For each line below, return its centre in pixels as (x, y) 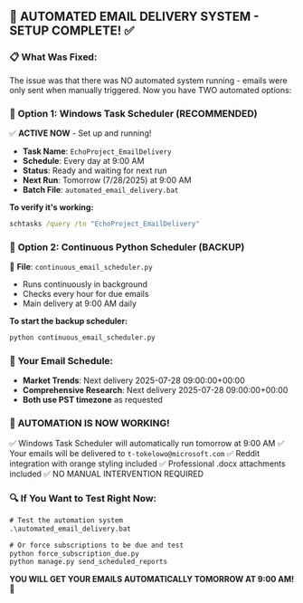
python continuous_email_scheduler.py (82, 338)
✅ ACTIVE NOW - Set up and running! (80, 133)
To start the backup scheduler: (69, 321)
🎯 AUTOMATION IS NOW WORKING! (90, 424)
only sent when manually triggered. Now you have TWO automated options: (151, 90)
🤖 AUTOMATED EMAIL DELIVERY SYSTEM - (134, 17)
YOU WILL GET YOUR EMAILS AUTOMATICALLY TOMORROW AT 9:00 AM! (152, 579)
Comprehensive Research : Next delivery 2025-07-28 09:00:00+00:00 (155, 390)
